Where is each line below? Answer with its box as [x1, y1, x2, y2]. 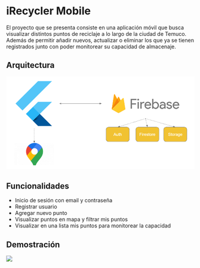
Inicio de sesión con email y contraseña [14, 197, 113, 204]
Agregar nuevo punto [14, 210, 67, 217]
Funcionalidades [6, 181, 70, 191]
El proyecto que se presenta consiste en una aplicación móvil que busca [6, 24, 184, 31]
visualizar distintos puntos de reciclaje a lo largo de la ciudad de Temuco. [6, 30, 187, 37]
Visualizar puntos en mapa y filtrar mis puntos [14, 216, 128, 223]
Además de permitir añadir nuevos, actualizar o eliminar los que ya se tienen [6, 36, 194, 44]
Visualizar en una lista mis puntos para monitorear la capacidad [14, 222, 171, 229]
